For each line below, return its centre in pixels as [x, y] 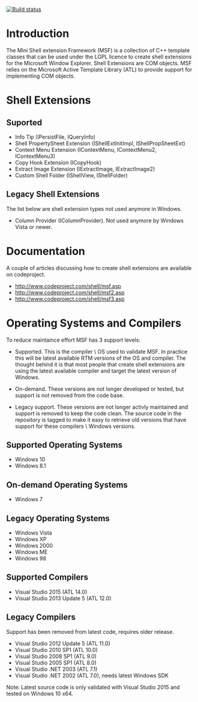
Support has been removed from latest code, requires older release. [90, 631]
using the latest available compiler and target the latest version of [96, 371]
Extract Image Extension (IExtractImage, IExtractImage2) [85, 169]
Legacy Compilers [41, 617]
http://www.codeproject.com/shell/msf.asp [68, 286]
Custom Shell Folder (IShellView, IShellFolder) [71, 175]
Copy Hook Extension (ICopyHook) [58, 162]
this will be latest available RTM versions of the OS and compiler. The [100, 358]
